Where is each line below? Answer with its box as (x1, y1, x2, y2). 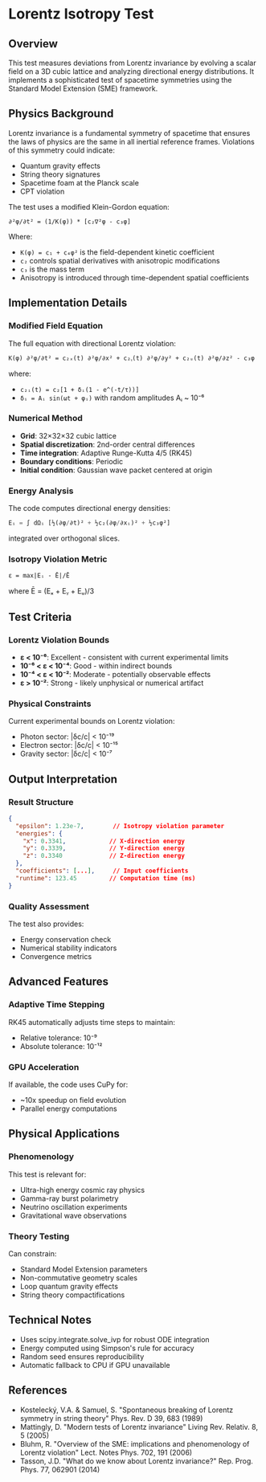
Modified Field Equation (8, 320, 104, 332)
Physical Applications (8, 1127, 121, 1141)
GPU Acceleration (8, 1061, 80, 1072)
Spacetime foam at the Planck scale (19, 178, 139, 187)
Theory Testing (8, 1231, 70, 1242)
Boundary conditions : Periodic (19, 456, 124, 466)
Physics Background (8, 107, 114, 120)
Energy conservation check (19, 934, 112, 944)
